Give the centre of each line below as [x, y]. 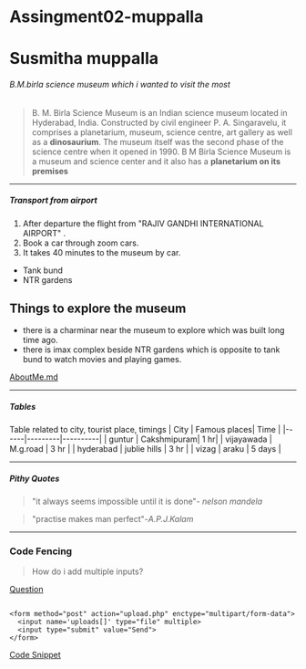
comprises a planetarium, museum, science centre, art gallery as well [162, 132]
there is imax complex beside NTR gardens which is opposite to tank [151, 350]
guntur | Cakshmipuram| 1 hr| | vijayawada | [191, 439]
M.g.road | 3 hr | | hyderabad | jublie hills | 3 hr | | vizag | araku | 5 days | [145, 449]
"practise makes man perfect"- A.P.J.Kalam [112, 519]
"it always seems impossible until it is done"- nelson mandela [147, 502]
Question [26, 589]
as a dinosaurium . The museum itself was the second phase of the [158, 141]
